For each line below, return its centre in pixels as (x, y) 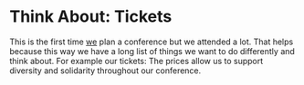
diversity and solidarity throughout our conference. (105, 71)
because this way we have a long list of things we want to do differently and (152, 51)
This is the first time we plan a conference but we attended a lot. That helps (152, 42)
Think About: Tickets (91, 17)
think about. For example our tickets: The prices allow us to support (136, 61)
